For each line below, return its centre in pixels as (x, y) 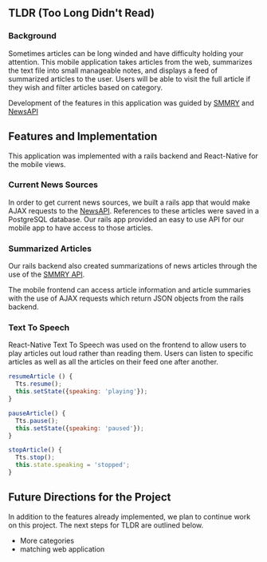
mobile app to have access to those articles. (81, 228)
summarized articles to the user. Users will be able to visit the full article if (130, 78)
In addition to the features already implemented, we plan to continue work (130, 516)
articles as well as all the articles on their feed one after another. (114, 362)
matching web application (62, 549)
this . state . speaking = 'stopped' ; (73, 465)
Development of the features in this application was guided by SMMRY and (132, 102)
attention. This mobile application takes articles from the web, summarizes (130, 62)
